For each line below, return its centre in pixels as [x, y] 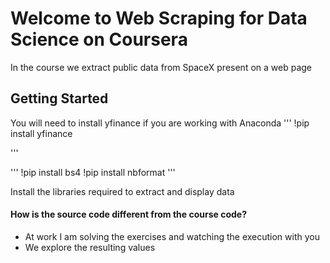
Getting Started [59, 98]
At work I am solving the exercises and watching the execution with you [172, 236]
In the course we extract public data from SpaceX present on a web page [161, 67]
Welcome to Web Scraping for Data [159, 18]
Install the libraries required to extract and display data [122, 191]
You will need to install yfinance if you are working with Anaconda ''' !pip [160, 123]
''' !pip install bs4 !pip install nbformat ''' [93, 172]
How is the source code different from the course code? [129, 214]
